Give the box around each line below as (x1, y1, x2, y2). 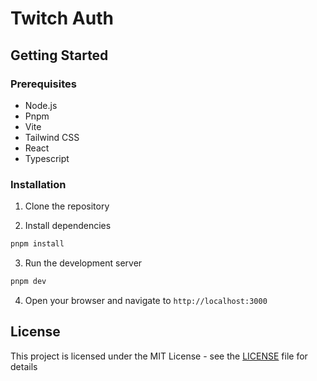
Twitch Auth (10, 7, 114, 30)
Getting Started (10, 47, 109, 64)
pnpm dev (10, 277, 47, 287)
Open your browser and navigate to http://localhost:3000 (24, 294, 268, 306)
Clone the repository (24, 200, 110, 212)
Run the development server (24, 257, 143, 269)
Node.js (24, 99, 58, 111)
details (10, 360, 38, 372)
